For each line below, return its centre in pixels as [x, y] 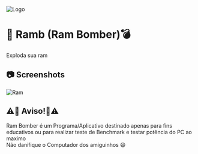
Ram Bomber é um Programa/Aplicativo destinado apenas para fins [89, 125]
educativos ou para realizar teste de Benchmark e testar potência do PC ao [99, 132]
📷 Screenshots [35, 75]
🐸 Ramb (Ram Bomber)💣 [68, 34]
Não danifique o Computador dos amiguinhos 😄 [66, 144]
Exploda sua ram [27, 55]
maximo [16, 138]
